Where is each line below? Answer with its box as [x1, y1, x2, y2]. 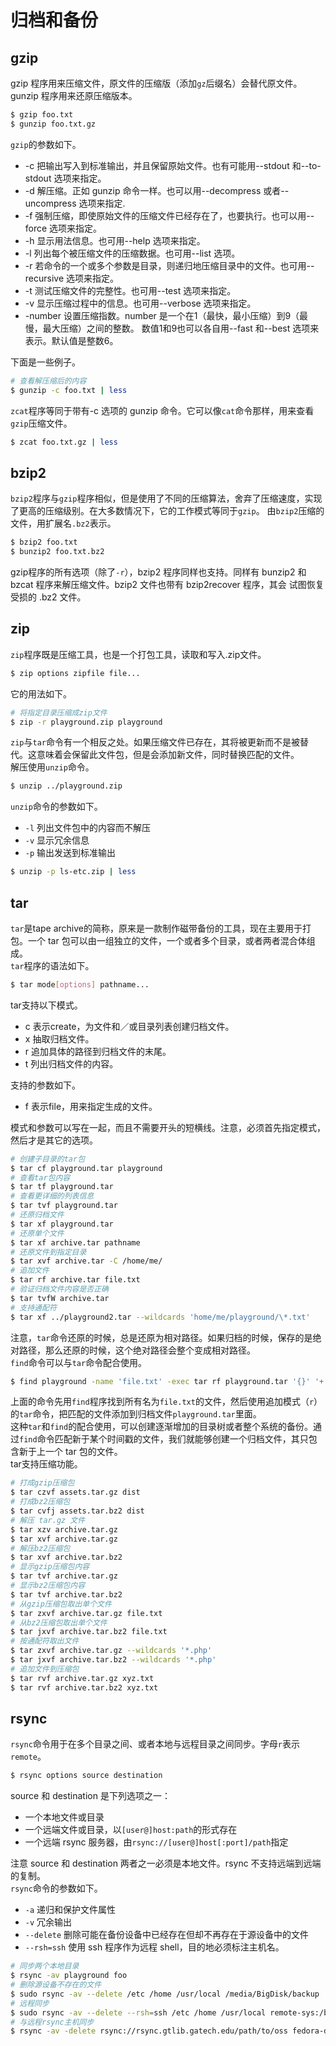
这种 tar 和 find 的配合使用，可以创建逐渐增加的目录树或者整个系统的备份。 [10, 1421, 314, 1433]
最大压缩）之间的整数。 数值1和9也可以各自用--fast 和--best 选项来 [42, 322, 320, 334]
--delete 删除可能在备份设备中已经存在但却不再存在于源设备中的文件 [24, 1929, 310, 1941]
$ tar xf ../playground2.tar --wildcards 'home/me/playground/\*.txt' [10, 1312, 311, 1322]
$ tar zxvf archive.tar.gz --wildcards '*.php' [10, 1646, 213, 1656]
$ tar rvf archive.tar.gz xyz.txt [10, 1673, 155, 1683]
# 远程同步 [10, 1998, 50, 2008]
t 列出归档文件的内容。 [24, 1057, 119, 1070]
